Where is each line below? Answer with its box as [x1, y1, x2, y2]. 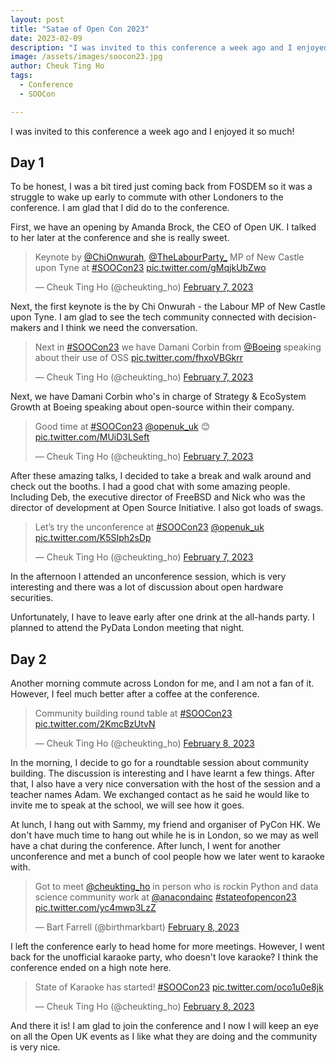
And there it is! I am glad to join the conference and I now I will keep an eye [10, 1020, 319, 1032]
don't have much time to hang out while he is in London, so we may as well [10, 829, 319, 841]
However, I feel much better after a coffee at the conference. [10, 688, 260, 700]
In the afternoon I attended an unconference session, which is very [10, 571, 287, 583]
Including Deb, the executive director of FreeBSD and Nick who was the [10, 491, 306, 503]
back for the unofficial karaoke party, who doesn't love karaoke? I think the [10, 951, 319, 963]
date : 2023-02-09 [10, 33, 83, 43]
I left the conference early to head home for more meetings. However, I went [10, 941, 325, 953]
